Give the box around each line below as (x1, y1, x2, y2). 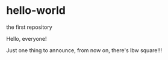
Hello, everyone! (6, 35, 47, 42)
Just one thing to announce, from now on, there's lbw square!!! (6, 46, 163, 54)
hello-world (6, 4, 66, 17)
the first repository (6, 23, 52, 31)
